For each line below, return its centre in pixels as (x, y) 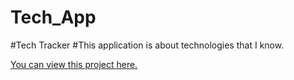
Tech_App (53, 17)
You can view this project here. (74, 64)
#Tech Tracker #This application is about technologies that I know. (147, 45)
